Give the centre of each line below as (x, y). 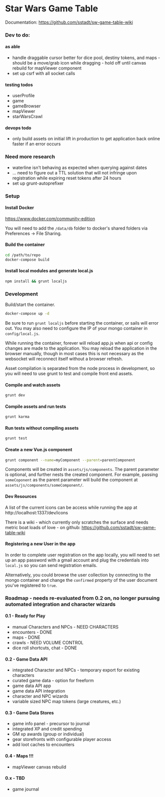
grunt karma (17, 417)
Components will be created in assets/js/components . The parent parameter (82, 469)
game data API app (32, 686)
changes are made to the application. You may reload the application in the (81, 348)
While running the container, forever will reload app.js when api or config (79, 343)
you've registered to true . (31, 585)
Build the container (25, 245)
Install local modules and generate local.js (49, 271)
